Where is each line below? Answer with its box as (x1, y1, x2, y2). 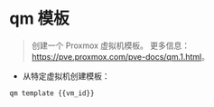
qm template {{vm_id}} (9, 88, 95, 98)
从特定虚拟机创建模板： (22, 70, 110, 82)
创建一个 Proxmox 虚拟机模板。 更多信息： (31, 40, 191, 51)
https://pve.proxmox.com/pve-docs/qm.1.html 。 (31, 51, 210, 62)
